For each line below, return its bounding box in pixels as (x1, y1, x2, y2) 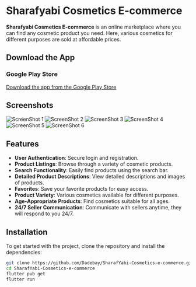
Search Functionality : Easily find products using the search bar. (14, 167, 169, 174)
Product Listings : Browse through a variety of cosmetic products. (14, 160, 173, 167)
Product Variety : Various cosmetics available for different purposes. (14, 191, 179, 199)
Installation (6, 227, 48, 237)
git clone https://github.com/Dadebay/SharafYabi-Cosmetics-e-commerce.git (6, 260, 194, 266)
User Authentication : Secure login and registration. (14, 155, 139, 162)
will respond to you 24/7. (14, 210, 74, 217)
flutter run (6, 276, 35, 282)
